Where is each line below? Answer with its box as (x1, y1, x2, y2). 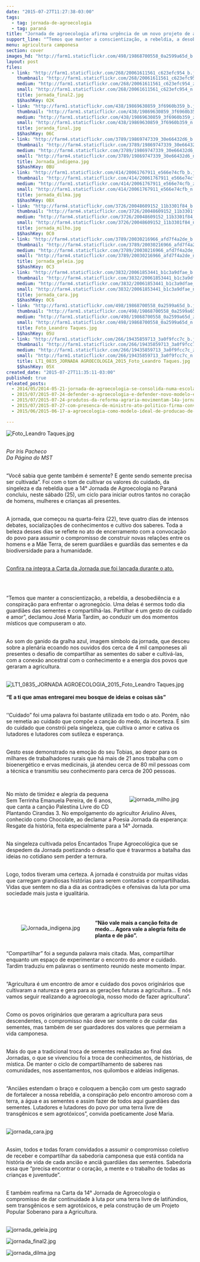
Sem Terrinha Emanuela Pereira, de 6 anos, (6, 797, 112, 804)
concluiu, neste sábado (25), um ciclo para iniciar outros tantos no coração (6, 490, 190, 498)
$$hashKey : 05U (17, 331, 55, 337)
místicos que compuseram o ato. (6, 619, 87, 627)
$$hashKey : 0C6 (17, 297, 55, 303)
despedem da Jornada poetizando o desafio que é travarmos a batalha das (6, 846, 191, 853)
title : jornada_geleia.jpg (17, 258, 84, 264)
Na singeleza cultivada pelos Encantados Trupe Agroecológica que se (6, 840, 179, 847)
